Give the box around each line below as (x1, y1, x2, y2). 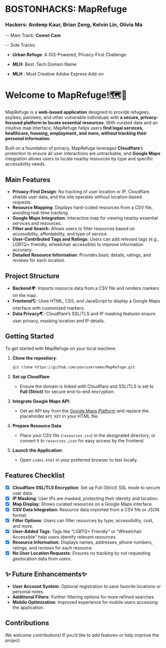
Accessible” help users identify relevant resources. (12, 534, 117, 540)
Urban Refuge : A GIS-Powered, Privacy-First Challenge (12, 52, 127, 58)
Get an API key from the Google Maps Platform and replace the (19, 407, 149, 413)
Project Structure (5, 272, 60, 280)
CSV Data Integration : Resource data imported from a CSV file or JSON (12, 506, 160, 512)
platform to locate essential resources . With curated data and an (23, 120, 158, 126)
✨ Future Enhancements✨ (5, 570, 87, 578)
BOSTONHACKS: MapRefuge (5, 3, 128, 15)
